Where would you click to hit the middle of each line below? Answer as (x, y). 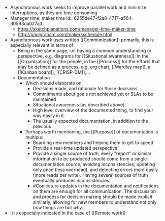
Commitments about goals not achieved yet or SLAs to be (93, 94)
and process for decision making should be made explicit (93, 197)
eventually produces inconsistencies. (72, 181)
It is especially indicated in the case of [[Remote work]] (68, 213)
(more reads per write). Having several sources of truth (90, 175)
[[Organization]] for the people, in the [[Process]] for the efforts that (89, 61)
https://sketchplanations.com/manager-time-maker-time (77, 29)
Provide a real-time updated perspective (75, 148)
